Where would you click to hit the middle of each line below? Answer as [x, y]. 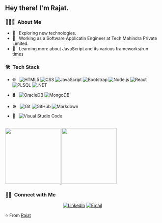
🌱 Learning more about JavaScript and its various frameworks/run [80, 48]
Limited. [20, 43]
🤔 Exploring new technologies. [44, 33]
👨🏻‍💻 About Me [23, 22]
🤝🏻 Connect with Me [30, 194]
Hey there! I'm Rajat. [37, 8]
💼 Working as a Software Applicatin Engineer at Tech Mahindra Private [84, 38]
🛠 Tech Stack [23, 67]
